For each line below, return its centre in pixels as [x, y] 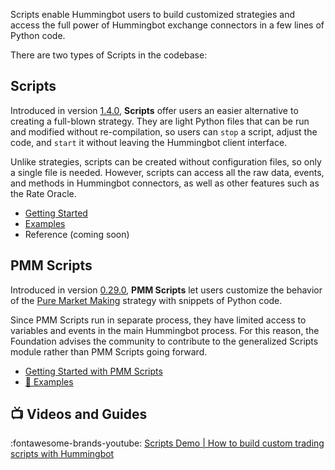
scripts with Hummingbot [62, 454]
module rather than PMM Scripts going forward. [109, 351]
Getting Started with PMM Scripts [93, 371]
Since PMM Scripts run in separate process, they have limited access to [158, 320]
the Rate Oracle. [43, 193]
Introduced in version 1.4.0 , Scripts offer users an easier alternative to [154, 110]
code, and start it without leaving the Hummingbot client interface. [149, 142]
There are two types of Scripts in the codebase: [109, 55]
